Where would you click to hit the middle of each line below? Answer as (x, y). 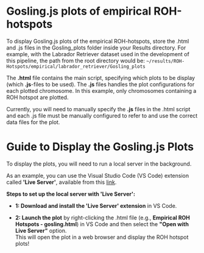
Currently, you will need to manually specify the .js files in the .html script (98, 109)
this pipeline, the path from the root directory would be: (76, 61)
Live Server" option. (41, 230)
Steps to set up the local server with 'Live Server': (71, 194)
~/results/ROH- (165, 61)
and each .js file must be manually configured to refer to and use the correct (102, 116)
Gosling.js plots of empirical (79, 11)
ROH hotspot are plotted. (37, 97)
